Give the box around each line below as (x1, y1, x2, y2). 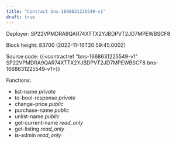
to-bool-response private (14, 94, 76, 101)
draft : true (6, 14, 35, 20)
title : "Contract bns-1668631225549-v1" (6, 8, 106, 15)
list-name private (14, 88, 56, 95)
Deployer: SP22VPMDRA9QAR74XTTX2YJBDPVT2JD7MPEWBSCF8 (6, 30, 171, 37)
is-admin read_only (14, 131, 61, 138)
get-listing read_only (14, 125, 64, 132)
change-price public (14, 100, 64, 107)
